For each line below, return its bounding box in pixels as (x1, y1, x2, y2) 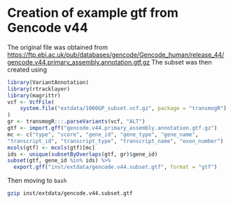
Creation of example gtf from (7, 5, 178, 21)
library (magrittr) (7, 92, 61, 99)
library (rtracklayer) (7, 86, 71, 93)
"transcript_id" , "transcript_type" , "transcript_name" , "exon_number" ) (7, 137, 224, 144)
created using (7, 65, 48, 74)
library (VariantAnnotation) (7, 79, 90, 86)
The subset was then (151, 57, 212, 66)
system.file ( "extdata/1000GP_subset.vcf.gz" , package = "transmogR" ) (20, 105, 227, 112)
